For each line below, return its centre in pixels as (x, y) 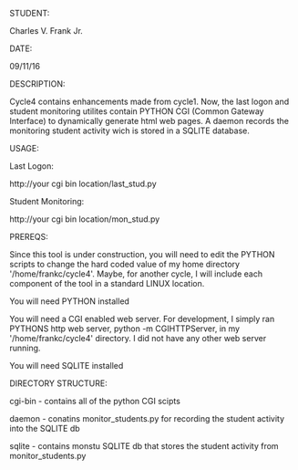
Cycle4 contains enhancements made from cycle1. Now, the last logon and (149, 101)
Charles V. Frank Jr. (46, 31)
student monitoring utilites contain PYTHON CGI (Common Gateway (137, 111)
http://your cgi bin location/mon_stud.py (85, 219)
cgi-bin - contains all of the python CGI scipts (95, 401)
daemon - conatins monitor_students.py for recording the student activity (147, 418)
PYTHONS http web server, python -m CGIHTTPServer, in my (124, 329)
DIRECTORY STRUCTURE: (58, 383)
